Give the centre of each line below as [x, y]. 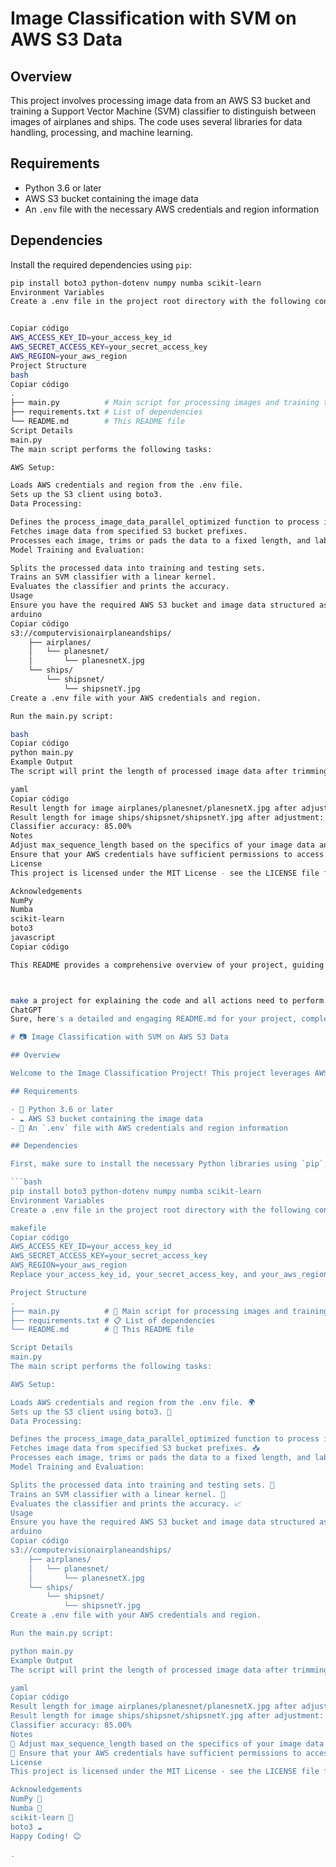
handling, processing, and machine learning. [102, 132]
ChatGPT [26, 1010]
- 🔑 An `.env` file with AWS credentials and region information [149, 1128]
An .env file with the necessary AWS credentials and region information [172, 209]
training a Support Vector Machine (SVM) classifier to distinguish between [163, 111]
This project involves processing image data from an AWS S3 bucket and [160, 100]
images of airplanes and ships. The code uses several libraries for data [156, 121]
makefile [28, 1228]
